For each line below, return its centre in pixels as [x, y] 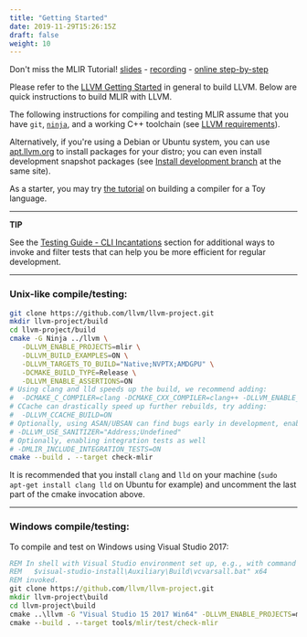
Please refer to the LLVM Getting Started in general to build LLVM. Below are [153, 87]
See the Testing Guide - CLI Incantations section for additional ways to [143, 242]
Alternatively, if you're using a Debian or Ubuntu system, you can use [140, 142]
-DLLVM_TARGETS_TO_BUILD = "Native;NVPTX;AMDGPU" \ [118, 364]
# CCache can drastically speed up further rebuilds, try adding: [138, 407]
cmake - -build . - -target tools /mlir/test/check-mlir [114, 622]
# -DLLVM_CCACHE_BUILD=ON [61, 415]
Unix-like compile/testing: [69, 294]
